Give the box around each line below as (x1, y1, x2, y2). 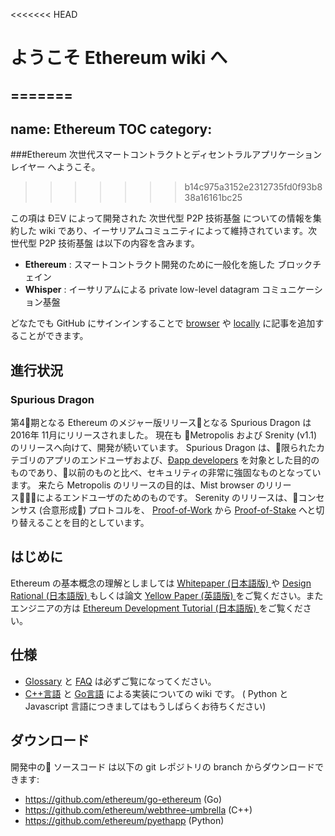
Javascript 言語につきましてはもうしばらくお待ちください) (24, 700, 267, 712)
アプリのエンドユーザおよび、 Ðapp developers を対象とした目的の (44, 454, 320, 466)
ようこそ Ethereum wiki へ (10, 47, 228, 69)
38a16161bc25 (184, 192, 243, 204)
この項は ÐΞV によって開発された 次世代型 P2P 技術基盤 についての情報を (10, 212, 313, 224)
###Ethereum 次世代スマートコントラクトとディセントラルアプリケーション (10, 149, 323, 161)
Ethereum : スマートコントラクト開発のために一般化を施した (24, 259, 276, 271)
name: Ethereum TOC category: (10, 120, 213, 138)
